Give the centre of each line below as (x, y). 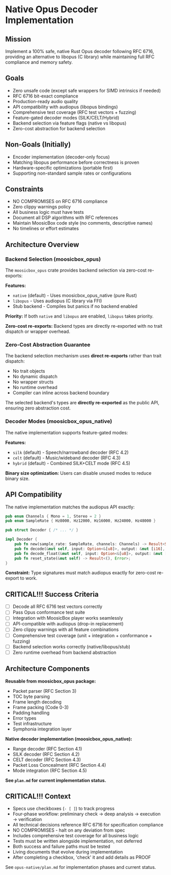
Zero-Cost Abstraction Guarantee (48, 345)
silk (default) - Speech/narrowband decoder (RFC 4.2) (70, 452)
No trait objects (29, 371)
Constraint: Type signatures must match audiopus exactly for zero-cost (81, 573)
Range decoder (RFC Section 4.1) (47, 748)
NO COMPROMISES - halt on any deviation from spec (69, 830)
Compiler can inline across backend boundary (61, 393)
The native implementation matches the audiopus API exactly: (70, 507)
